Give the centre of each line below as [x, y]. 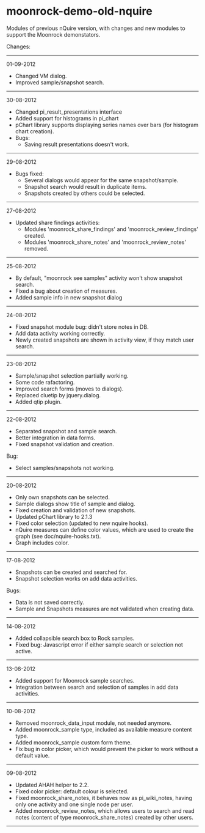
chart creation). [34, 131]
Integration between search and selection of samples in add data [97, 687]
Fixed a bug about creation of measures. [66, 291]
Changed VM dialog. [41, 76]
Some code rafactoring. [45, 382]
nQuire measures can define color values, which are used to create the [104, 529]
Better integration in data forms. [55, 438]
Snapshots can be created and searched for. [71, 572]
